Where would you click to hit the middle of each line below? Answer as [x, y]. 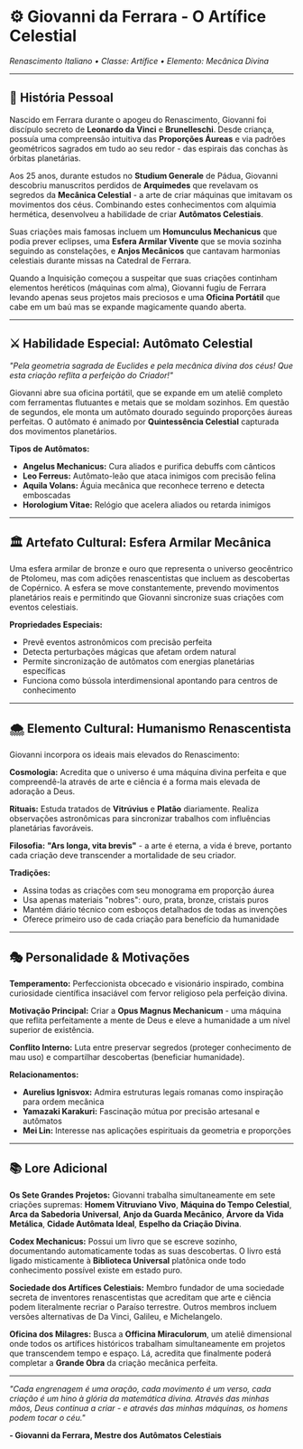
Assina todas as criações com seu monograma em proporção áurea [148, 890]
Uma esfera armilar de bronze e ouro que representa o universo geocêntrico [151, 569]
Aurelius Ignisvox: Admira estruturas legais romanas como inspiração [153, 1092]
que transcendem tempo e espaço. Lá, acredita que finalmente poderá [141, 1353]
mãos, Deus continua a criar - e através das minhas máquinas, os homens [149, 1407]
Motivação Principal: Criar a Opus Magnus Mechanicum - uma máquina [146, 1011]
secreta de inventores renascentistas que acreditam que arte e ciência [140, 1297]
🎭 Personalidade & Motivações [100, 957]
